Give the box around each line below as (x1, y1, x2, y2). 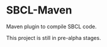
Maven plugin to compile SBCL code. (6, 23, 97, 30)
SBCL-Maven (6, 4, 73, 17)
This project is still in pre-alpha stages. (6, 34, 101, 41)
